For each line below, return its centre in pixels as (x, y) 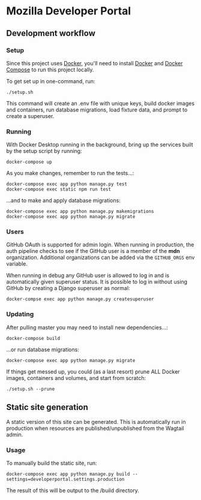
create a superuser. (30, 116)
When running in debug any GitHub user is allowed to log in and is (88, 275)
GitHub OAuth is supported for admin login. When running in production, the (100, 245)
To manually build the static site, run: (52, 463)
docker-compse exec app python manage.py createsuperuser (80, 299)
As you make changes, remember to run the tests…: (70, 173)
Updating (20, 314)
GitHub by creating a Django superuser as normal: (68, 288)
